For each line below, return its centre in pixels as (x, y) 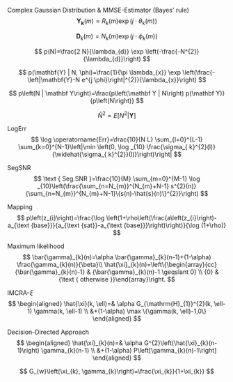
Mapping (20, 207)
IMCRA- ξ (20, 293)
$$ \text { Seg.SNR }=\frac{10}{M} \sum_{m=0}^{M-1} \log (117, 179)
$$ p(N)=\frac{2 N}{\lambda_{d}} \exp (89, 51)
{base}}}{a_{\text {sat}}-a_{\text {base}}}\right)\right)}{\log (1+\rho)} (129, 225)
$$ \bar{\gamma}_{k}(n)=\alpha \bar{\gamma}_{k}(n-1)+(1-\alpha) (117, 257)
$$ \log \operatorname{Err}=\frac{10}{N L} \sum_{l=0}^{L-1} (117, 139)
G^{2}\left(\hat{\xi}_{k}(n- (180, 343)
